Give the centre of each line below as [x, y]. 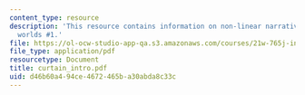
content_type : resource [54, 18]
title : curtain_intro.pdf [58, 69]
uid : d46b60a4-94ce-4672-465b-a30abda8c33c [93, 77]
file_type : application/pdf [63, 52]
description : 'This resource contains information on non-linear [135, 26]
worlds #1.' [40, 34]
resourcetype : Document [54, 60]
